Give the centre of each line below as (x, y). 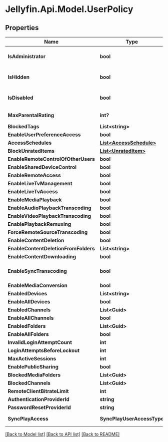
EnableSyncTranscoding (37, 271)
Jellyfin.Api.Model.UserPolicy (69, 9)
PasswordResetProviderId (39, 407)
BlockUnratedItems (31, 151)
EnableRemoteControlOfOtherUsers (51, 159)
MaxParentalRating (31, 115)
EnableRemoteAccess (34, 175)
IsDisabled (20, 98)
